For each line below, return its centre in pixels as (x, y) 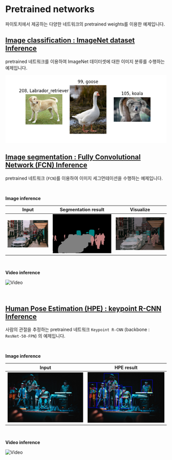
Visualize (140, 210)
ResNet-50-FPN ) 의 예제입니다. (35, 336)
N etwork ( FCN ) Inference (46, 165)
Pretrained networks (50, 9)
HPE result (126, 367)
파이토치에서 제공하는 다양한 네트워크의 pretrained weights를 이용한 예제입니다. (85, 24)
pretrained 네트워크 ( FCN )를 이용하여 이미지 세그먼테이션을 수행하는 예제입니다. (84, 178)
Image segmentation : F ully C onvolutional (73, 157)
